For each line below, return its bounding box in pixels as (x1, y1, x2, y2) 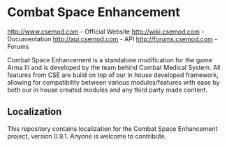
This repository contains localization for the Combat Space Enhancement (7, 124, 218, 133)
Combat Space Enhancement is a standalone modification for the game (7, 55, 213, 64)
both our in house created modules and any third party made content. (7, 85, 208, 94)
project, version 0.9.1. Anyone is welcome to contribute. (7, 132, 167, 140)
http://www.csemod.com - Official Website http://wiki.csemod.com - (7, 27, 205, 36)
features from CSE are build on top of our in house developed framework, (7, 71, 219, 79)
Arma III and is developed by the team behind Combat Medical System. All (7, 63, 221, 71)
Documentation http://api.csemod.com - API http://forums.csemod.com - (7, 34, 218, 43)
